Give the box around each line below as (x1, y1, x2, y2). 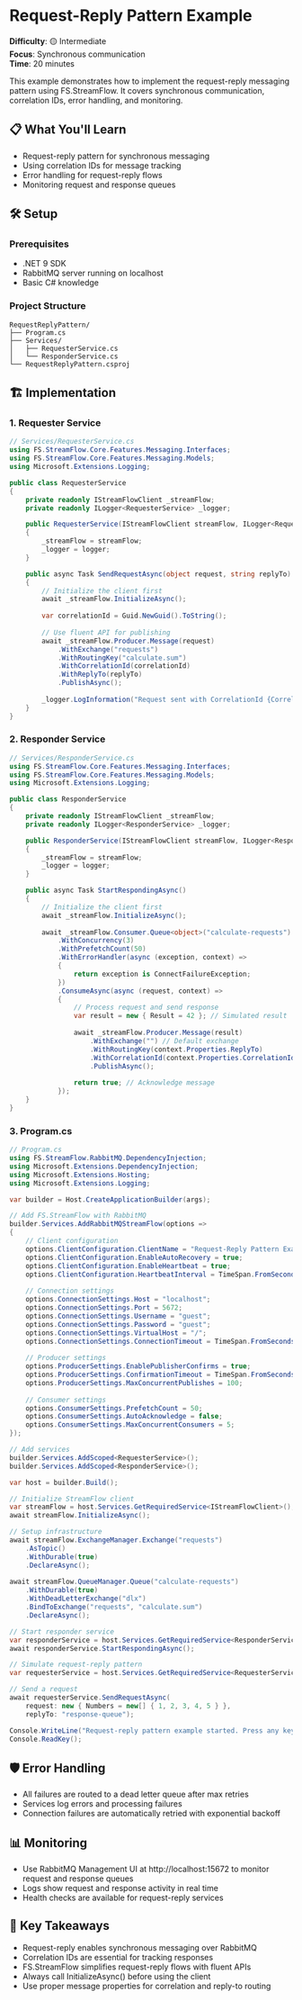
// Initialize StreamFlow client (9, 1494, 135, 1503)
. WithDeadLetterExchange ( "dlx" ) (25, 1594, 147, 1603)
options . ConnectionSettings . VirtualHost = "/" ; (25, 1329, 207, 1338)
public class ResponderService (9, 795, 127, 804)
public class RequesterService (9, 478, 127, 487)
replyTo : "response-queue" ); (25, 1709, 135, 1719)
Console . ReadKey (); (9, 1734, 83, 1743)
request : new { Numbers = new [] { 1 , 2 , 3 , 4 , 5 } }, (25, 1701, 232, 1710)
